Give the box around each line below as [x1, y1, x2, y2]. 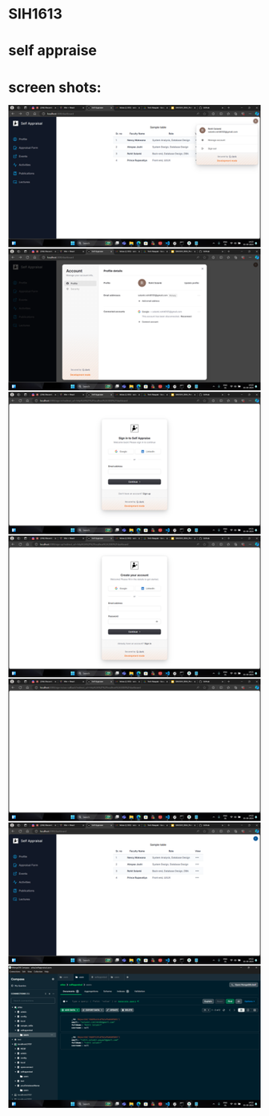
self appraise [8, 42, 98, 60]
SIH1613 [8, 5, 62, 23]
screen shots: [8, 78, 102, 96]
